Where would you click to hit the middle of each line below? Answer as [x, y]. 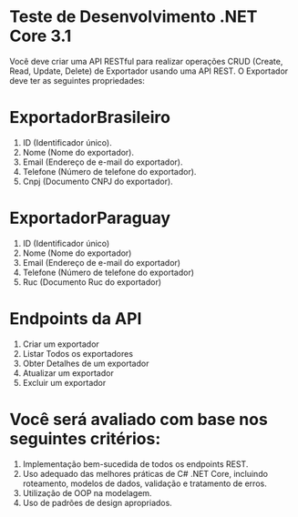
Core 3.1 [41, 36]
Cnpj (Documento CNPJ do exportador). [98, 181]
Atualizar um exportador [68, 373]
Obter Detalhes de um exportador [86, 363]
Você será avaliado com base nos [139, 419]
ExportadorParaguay [90, 218]
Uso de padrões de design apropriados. [98, 502]
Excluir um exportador [64, 382]
